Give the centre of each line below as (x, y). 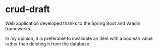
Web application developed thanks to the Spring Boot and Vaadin (73, 23)
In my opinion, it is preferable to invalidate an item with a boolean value (79, 38)
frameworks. (18, 28)
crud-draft (28, 9)
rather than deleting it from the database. (48, 43)
